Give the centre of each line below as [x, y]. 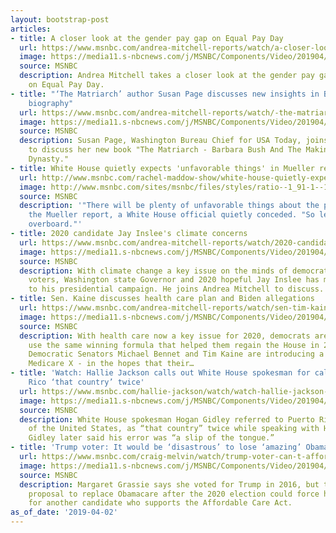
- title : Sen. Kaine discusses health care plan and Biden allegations [162, 299]
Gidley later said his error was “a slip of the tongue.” [151, 438]
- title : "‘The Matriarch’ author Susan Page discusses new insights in [165, 94]
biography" [51, 103]
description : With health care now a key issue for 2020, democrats [165, 336]
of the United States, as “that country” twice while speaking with [174, 429]
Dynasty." [49, 159]
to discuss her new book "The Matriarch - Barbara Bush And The [165, 150]
